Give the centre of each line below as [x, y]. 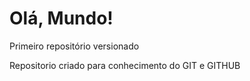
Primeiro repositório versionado [74, 46]
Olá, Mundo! [61, 18]
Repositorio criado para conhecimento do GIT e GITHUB [125, 65]
